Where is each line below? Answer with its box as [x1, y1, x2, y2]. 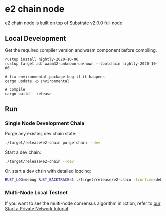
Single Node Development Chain [5, 120, 85, 127]
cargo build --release [5, 91, 52, 96]
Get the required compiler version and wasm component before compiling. [5, 47, 157, 53]
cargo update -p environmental [5, 78, 70, 84]
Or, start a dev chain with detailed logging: [5, 168, 91, 174]
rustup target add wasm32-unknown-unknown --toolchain [5, 61, 121, 66]
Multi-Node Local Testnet [5, 189, 68, 196]
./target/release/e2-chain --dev [5, 159, 74, 164]
